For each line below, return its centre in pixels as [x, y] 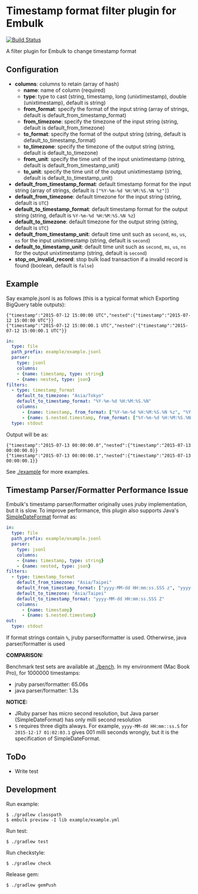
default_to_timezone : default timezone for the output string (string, [96, 222]
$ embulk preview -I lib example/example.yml [63, 820]
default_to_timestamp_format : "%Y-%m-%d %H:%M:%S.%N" [84, 401]
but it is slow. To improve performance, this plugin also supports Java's [93, 510]
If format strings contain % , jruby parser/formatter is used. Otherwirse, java [96, 637]
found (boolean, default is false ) [54, 265]
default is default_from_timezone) [64, 127]
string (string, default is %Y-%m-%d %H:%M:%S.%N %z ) [75, 215]
